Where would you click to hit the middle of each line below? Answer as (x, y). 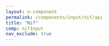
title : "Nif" (22, 23)
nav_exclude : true (29, 34)
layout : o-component (32, 12)
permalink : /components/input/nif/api (54, 17)
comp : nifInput (25, 28)
